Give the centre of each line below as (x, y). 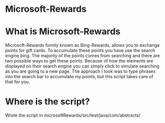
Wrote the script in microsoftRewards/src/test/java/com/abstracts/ (73, 115)
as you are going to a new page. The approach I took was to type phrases (81, 71)
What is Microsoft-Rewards (63, 32)
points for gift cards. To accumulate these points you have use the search (80, 51)
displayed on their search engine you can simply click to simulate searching (82, 66)
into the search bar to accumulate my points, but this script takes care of (79, 77)
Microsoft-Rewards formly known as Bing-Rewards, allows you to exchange (82, 45)
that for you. (18, 82)
